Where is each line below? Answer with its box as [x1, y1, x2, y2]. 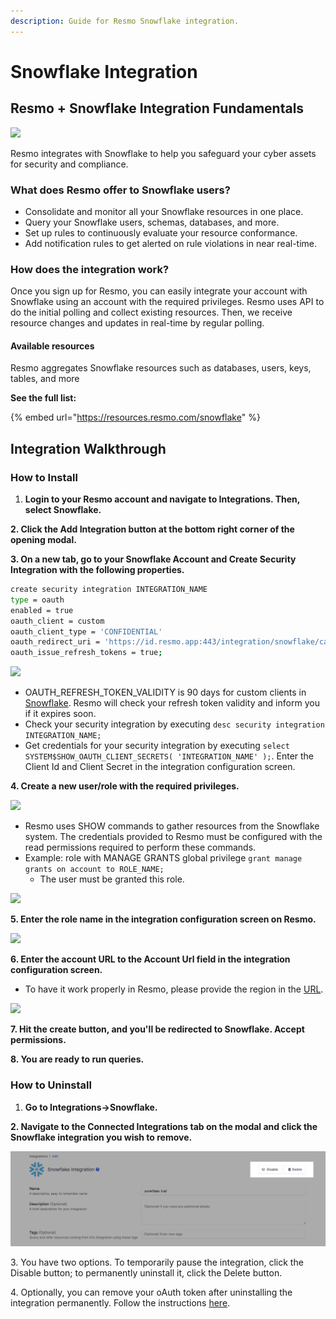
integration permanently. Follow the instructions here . [10, 1296, 231, 1309]
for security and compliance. [10, 158, 129, 170]
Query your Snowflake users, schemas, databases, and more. [24, 216, 280, 228]
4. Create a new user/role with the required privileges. [10, 780, 240, 792]
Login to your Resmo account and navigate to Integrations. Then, [24, 493, 301, 505]
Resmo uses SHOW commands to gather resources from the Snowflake [24, 820, 320, 832]
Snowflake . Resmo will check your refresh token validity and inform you [24, 697, 320, 709]
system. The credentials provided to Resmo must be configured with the [24, 831, 323, 843]
